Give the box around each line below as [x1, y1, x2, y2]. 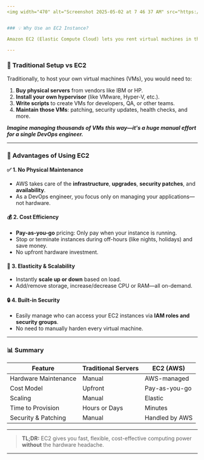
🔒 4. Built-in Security [7, 296, 60, 303]
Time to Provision [10, 403, 60, 412]
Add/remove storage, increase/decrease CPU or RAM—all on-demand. [15, 282, 192, 290]
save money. [15, 242, 48, 249]
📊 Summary [7, 346, 44, 354]
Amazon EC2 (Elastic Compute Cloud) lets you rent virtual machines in [7, 36, 191, 42]
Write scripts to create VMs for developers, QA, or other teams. [15, 99, 175, 106]
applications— [159, 193, 196, 200]
